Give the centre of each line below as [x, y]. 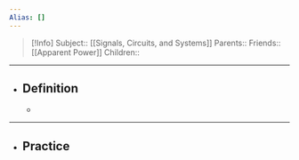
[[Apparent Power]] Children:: [85, 52]
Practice [46, 146]
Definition [50, 88]
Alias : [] [28, 17]
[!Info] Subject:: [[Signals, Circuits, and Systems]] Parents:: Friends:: [156, 43]
